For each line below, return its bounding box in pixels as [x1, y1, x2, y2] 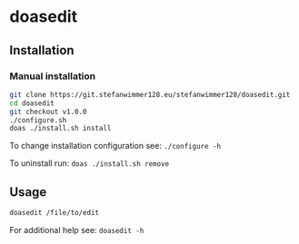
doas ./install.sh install [9, 124, 112, 133]
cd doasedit [9, 98, 55, 108]
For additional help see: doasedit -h [9, 224, 145, 235]
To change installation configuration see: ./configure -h [9, 141, 221, 151]
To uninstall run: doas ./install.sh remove [9, 158, 170, 169]
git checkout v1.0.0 [9, 107, 88, 116]
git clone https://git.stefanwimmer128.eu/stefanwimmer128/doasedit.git [9, 90, 291, 99]
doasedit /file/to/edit [9, 209, 100, 218]
